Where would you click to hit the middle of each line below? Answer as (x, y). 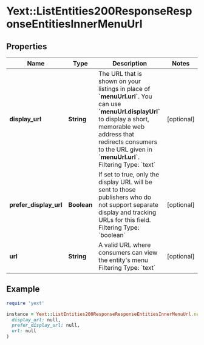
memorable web (121, 127)
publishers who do (125, 197)
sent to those (117, 189)
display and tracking (127, 212)
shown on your (119, 81)
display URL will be (125, 182)
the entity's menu (123, 260)
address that (116, 134)
